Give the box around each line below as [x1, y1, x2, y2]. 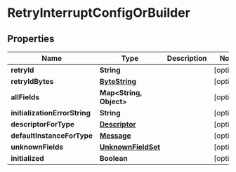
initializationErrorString [11, 108, 91, 117]
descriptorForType [11, 120, 75, 129]
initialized [11, 154, 44, 163]
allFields [11, 92, 40, 102]
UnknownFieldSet [99, 142, 160, 152]
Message [99, 131, 131, 141]
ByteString [99, 77, 137, 86]
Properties [7, 33, 55, 45]
